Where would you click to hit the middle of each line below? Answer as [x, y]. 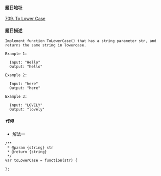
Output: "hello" [26, 67]
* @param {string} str [30, 148]
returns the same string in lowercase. [46, 45]
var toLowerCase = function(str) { [41, 161]
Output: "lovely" [27, 110]
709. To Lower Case [25, 19]
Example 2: [16, 75]
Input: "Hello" [25, 63]
